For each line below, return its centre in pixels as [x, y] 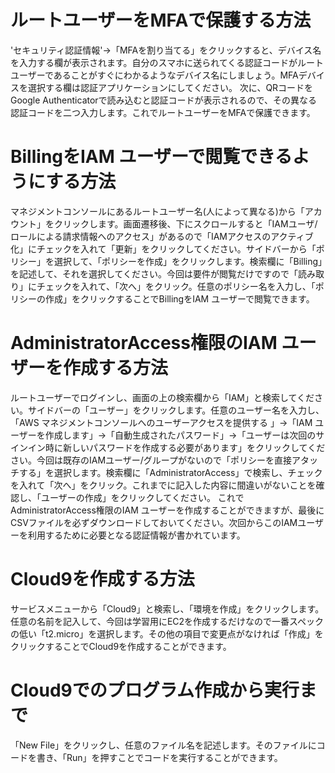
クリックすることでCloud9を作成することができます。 [121, 646]
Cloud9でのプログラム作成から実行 [155, 690]
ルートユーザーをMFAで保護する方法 [161, 20]
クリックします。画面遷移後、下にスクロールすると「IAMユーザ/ [185, 223]
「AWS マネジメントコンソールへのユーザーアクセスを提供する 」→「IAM [161, 422]
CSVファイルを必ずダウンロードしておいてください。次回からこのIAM [154, 522]
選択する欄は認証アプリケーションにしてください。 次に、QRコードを [170, 87]
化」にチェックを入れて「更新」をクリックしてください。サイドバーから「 [163, 248]
